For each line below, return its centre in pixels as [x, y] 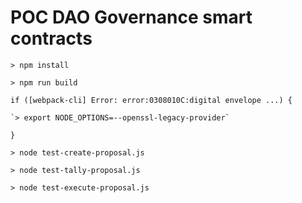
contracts [51, 38]
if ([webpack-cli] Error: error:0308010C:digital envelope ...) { [151, 100]
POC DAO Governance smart [131, 17]
